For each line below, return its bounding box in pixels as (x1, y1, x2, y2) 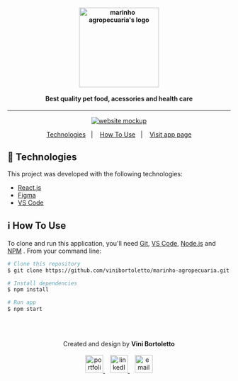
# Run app (7, 299, 37, 306)
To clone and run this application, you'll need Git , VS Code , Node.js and (7, 239, 216, 247)
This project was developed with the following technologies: (7, 170, 183, 178)
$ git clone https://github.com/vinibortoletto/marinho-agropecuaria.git (7, 267, 230, 274)
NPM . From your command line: (7, 246, 101, 255)
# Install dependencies (7, 280, 78, 287)
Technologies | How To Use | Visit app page (46, 130, 192, 139)
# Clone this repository (7, 260, 81, 267)
